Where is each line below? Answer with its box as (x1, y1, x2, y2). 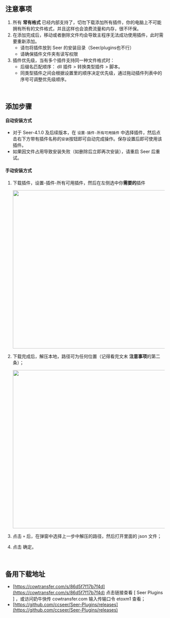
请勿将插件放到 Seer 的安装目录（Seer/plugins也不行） (20, 45, 135, 51)
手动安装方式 (5, 168, 32, 173)
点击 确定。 (12, 544, 36, 550)
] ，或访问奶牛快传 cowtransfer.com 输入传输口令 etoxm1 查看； (12, 596, 146, 602)
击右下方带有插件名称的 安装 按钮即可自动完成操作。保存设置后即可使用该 (12, 136, 162, 142)
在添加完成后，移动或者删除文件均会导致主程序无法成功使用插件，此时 (12, 32, 159, 38)
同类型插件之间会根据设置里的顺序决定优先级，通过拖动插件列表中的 (20, 70, 162, 76)
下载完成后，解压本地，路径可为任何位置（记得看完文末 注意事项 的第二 (12, 353, 160, 359)
